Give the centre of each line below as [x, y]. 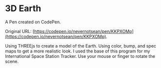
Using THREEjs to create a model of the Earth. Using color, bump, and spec [81, 46]
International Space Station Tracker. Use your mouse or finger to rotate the [80, 56]
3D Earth [23, 8]
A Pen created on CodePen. [33, 22]
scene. [12, 61]
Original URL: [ [20, 31]
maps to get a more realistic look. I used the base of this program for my [78, 51]
